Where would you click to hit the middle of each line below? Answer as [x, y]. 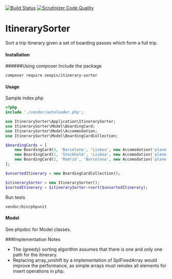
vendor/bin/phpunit [26, 207]
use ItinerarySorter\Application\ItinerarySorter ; [61, 122]
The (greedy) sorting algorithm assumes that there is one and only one [88, 249]
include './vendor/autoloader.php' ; [44, 112]
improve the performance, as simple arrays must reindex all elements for [90, 265]
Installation [17, 54]
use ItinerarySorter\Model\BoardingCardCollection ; [62, 136]
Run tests [15, 197]
